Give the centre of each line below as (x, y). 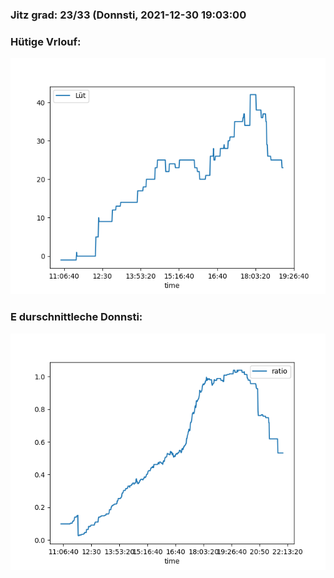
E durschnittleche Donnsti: (76, 317)
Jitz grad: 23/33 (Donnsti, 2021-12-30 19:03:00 (128, 15)
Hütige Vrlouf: (46, 41)
